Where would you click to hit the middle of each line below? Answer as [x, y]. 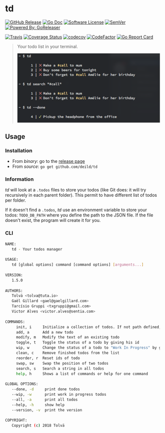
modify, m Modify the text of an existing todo [68, 338]
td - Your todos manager [37, 249]
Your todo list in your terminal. [47, 46]
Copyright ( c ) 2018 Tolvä [38, 426]
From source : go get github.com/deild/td [55, 167]
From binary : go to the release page [48, 161]
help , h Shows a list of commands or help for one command [82, 374]
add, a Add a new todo [45, 332]
